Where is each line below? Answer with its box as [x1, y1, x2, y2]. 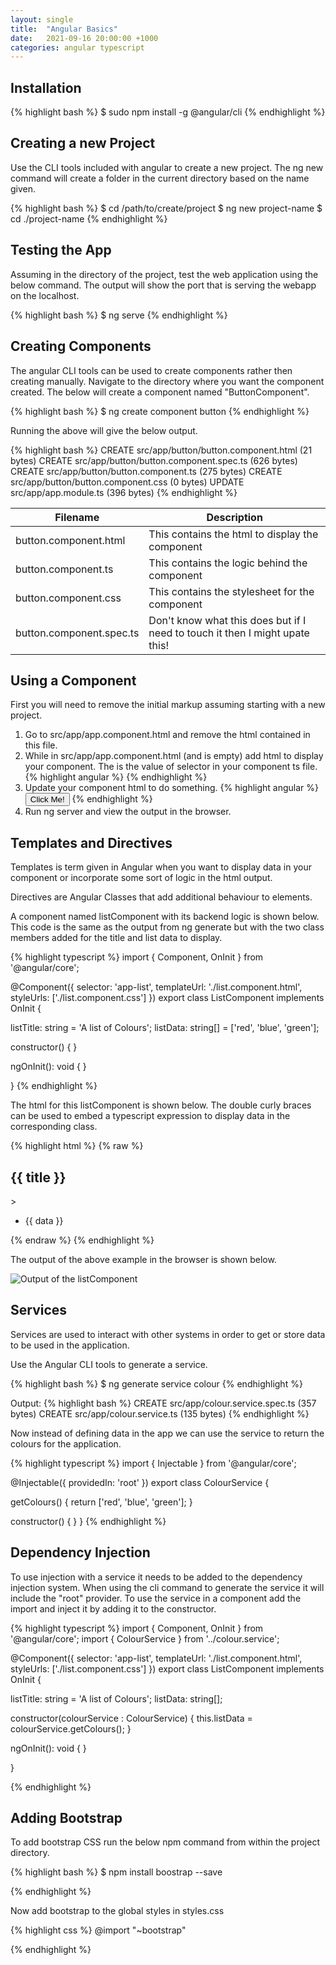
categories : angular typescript [10, 42, 145, 53]
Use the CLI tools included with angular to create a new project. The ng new [10, 161, 324, 173]
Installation [10, 79, 82, 96]
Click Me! [29, 794, 65, 805]
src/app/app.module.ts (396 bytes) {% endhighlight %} [10, 486, 238, 498]
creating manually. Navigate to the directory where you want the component [10, 375, 325, 387]
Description [206, 510, 263, 524]
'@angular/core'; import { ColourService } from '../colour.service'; [10, 1632, 280, 1645]
